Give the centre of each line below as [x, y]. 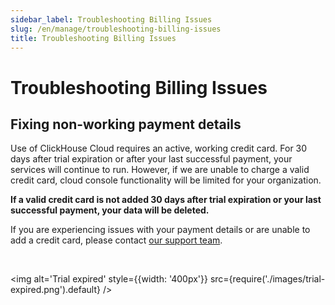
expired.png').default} [56, 290]
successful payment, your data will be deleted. [110, 210]
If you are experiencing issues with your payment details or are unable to [160, 230]
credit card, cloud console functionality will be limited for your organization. [166, 180]
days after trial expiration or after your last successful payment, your [151, 159]
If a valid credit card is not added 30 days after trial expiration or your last [166, 200]
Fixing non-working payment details [126, 124]
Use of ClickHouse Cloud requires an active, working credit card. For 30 [159, 148]
